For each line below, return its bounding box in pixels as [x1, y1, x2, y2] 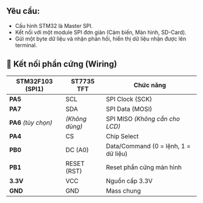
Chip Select [105, 131, 139, 140]
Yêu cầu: [6, 6, 40, 16]
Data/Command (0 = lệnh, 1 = [105, 142, 191, 150]
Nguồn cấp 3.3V [105, 176, 153, 185]
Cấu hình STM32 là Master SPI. [14, 22, 93, 29]
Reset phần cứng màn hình [105, 163, 182, 171]
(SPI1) [25, 84, 44, 93]
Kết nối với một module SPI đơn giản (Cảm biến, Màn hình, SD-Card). [14, 28, 187, 36]
